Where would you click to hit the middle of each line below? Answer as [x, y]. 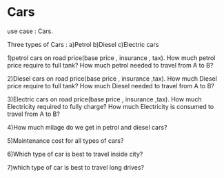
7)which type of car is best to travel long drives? [76, 167]
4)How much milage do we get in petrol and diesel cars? [87, 127]
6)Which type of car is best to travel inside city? [75, 154]
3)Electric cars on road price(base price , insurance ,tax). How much [104, 99]
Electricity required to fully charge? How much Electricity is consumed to [111, 106]
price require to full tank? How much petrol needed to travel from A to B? [110, 65]
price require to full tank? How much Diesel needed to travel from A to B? [111, 86]
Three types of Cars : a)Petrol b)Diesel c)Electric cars [83, 44]
